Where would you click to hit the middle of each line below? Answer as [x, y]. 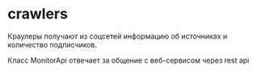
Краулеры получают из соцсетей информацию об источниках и [118, 36]
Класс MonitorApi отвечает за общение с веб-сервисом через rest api [128, 60]
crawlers [38, 14]
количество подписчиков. [53, 44]
